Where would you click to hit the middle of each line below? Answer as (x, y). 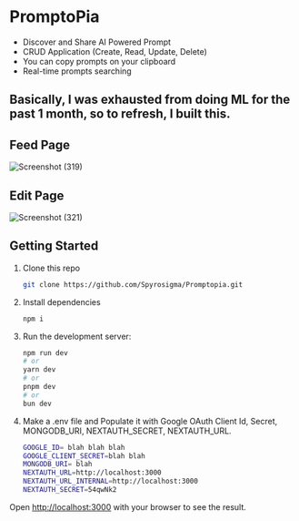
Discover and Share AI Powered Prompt (96, 42)
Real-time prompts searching (77, 71)
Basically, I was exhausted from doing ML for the (150, 100)
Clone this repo (51, 268)
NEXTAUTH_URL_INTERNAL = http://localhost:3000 (110, 481)
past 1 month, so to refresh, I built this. (120, 114)
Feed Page (40, 144)
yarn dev (39, 370)
